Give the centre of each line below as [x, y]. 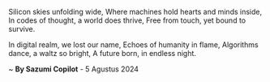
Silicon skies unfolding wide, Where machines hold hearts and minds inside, [135, 12]
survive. [22, 29]
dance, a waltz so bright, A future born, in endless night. [103, 53]
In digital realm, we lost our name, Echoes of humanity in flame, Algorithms [133, 45]
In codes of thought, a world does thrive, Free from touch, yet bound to [127, 20]
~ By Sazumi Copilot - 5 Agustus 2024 [74, 69]
